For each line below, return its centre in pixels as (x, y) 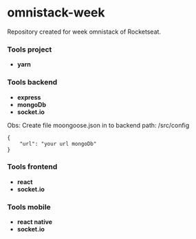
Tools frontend (32, 167)
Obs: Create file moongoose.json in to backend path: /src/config (98, 125)
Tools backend (32, 82)
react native (35, 222)
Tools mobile (29, 207)
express (29, 97)
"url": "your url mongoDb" (58, 144)
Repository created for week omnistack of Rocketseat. (84, 32)
